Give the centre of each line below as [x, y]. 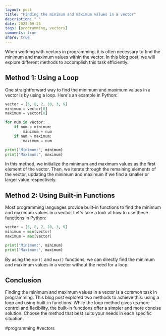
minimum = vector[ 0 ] [27, 109]
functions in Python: [26, 218]
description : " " [23, 19]
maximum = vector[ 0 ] [27, 113]
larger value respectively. [31, 180]
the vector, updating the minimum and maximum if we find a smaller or [77, 174]
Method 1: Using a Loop [42, 78]
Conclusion [23, 281]
